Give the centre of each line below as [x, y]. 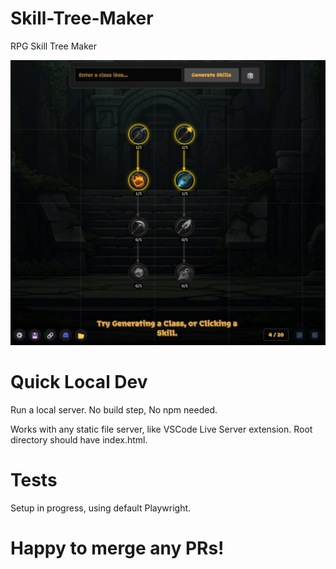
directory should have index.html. [79, 439]
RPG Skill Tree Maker [53, 46]
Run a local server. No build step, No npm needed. [114, 409]
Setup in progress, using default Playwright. [101, 508]
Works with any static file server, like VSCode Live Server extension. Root [161, 429]
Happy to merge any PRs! [117, 548]
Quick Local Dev [79, 381]
